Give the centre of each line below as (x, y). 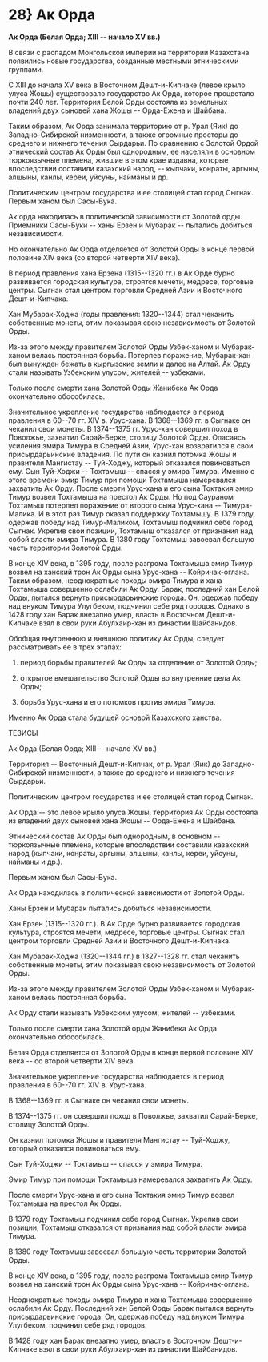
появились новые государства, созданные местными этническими (124, 61)
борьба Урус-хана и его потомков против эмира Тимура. (118, 701)
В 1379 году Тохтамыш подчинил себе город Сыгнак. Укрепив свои (123, 1219)
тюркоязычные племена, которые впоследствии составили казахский (129, 844)
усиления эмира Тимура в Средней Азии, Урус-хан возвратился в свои (131, 445)
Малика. (23, 513)
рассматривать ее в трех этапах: (65, 647)
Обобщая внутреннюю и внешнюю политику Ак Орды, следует (116, 638)
